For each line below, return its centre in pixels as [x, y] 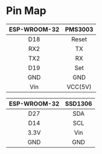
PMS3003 [79, 29]
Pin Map [26, 11]
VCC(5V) [79, 87]
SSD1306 [78, 104]
